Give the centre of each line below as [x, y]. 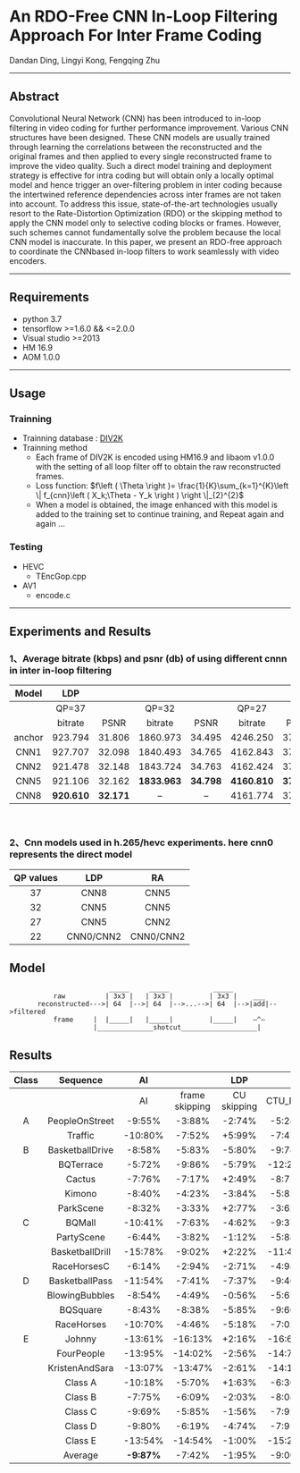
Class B [81, 1397]
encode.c [53, 595]
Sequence [81, 1080]
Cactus [81, 1180]
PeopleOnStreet [81, 1122]
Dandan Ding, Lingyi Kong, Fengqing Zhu [85, 60]
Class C [81, 1412]
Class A [81, 1383]
